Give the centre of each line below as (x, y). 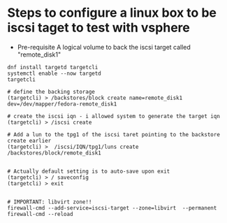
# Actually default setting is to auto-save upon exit (89, 171)
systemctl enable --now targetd (54, 73)
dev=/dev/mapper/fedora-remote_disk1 (62, 104)
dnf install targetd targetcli (53, 67)
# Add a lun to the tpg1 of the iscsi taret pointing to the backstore (113, 134)
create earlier (29, 141)
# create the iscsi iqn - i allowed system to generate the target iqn (113, 116)
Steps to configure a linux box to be (112, 13)
